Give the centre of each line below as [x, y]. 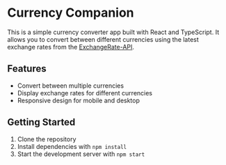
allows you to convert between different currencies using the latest [103, 39]
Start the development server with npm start [81, 154]
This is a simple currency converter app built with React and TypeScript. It [113, 32]
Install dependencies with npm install [72, 146]
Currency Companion [71, 13]
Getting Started [41, 122]
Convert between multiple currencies [70, 86]
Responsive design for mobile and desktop [79, 100]
